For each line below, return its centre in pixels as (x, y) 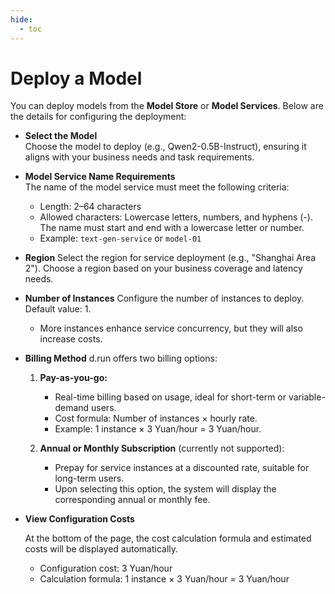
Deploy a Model (76, 78)
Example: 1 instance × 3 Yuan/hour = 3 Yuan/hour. (158, 429)
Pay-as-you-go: (73, 378)
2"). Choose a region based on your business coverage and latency (163, 268)
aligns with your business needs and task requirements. (139, 157)
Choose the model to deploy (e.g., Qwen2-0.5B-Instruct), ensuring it (165, 147)
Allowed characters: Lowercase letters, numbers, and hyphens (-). (176, 217)
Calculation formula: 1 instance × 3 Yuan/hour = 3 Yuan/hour (164, 579)
